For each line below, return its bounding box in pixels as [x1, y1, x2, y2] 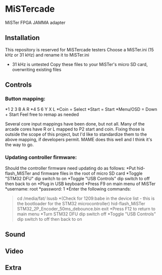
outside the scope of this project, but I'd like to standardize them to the [5, 131, 147, 137]
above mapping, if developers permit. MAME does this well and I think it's [5, 137, 152, 143]
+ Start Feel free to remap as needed [5, 111, 79, 118]
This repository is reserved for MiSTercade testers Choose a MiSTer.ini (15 [5, 46, 154, 52]
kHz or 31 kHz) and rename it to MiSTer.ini [5, 52, 90, 58]
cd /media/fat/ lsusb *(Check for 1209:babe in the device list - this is [17, 195, 155, 201]
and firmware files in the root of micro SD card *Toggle [32, 170, 143, 176]
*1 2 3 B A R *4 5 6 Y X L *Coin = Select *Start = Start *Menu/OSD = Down [5, 106, 157, 112]
